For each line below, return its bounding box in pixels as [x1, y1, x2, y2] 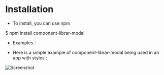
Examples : [12, 39, 36, 46]
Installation [5, 4, 54, 15]
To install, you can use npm [12, 20, 70, 26]
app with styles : [12, 54, 47, 61]
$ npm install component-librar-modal [5, 30, 85, 36]
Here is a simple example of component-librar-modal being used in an [12, 49, 159, 55]
